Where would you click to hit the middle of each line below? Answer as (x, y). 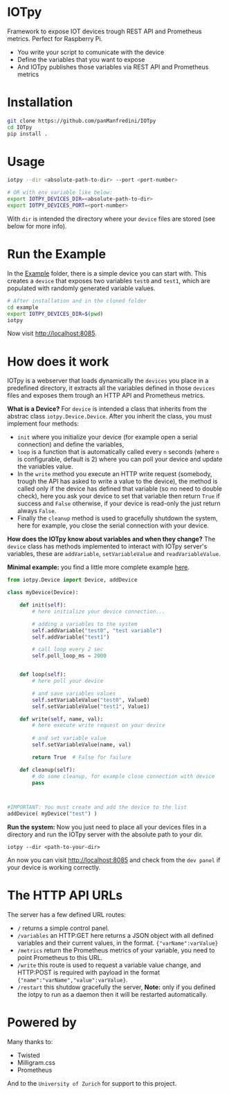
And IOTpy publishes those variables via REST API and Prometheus (113, 67)
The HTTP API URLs (65, 895)
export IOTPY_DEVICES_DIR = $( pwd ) (55, 314)
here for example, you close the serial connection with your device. (113, 525)
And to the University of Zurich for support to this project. (92, 1084)
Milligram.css (36, 1063)
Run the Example (56, 254)
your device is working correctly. (54, 868)
